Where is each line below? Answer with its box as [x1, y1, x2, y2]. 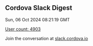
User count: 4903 [5, 26, 41, 32]
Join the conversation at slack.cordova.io [5, 35, 88, 41]
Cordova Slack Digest [5, 4, 72, 12]
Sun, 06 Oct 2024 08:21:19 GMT [5, 16, 70, 22]
